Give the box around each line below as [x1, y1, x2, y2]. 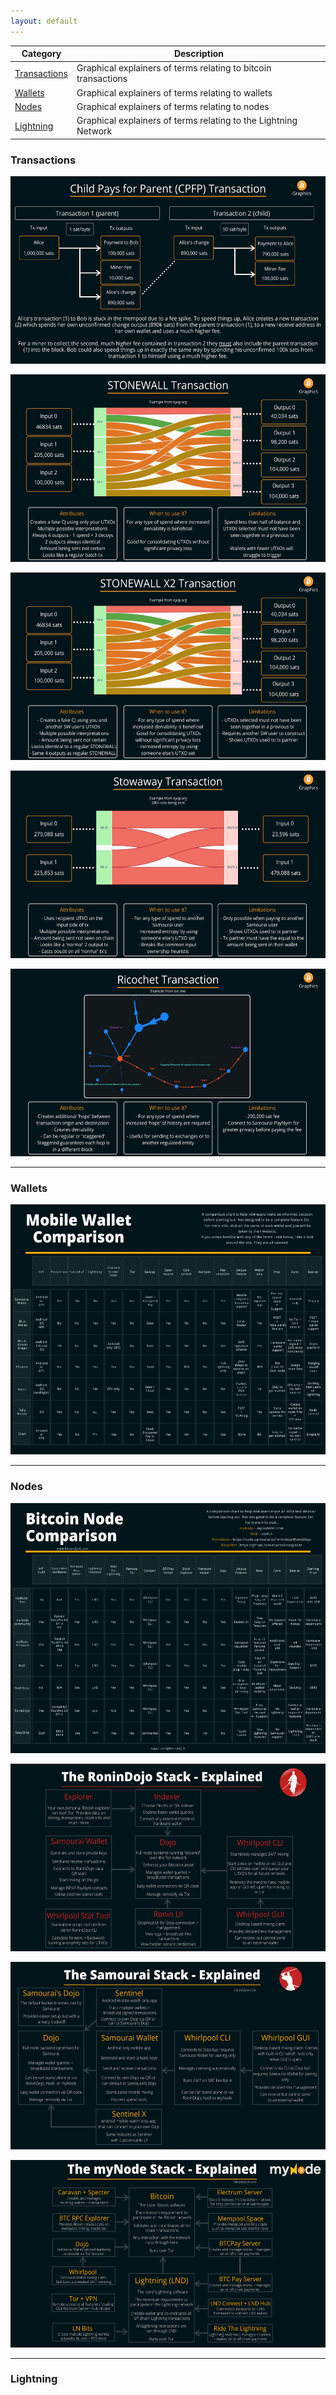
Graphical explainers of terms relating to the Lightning [76, 115, 298, 127]
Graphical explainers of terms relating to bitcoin [76, 62, 272, 74]
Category [21, 48, 62, 60]
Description [173, 48, 225, 60]
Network [76, 125, 113, 137]
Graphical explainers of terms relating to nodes [76, 100, 270, 112]
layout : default [10, 16, 78, 26]
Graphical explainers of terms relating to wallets [76, 86, 273, 99]
